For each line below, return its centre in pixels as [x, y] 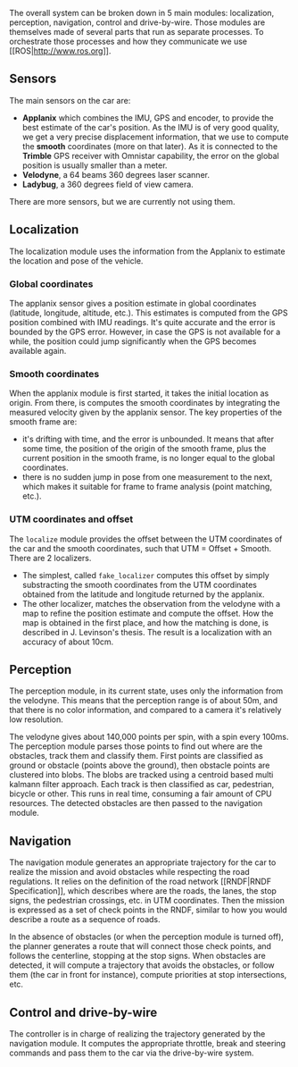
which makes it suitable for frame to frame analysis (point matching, [147, 487]
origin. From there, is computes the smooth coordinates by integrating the [145, 403]
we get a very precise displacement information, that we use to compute [155, 137]
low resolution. [37, 719]
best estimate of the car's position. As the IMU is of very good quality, [150, 127]
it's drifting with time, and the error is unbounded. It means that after [148, 439]
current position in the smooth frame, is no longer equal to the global [148, 458]
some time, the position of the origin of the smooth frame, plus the [144, 449]
